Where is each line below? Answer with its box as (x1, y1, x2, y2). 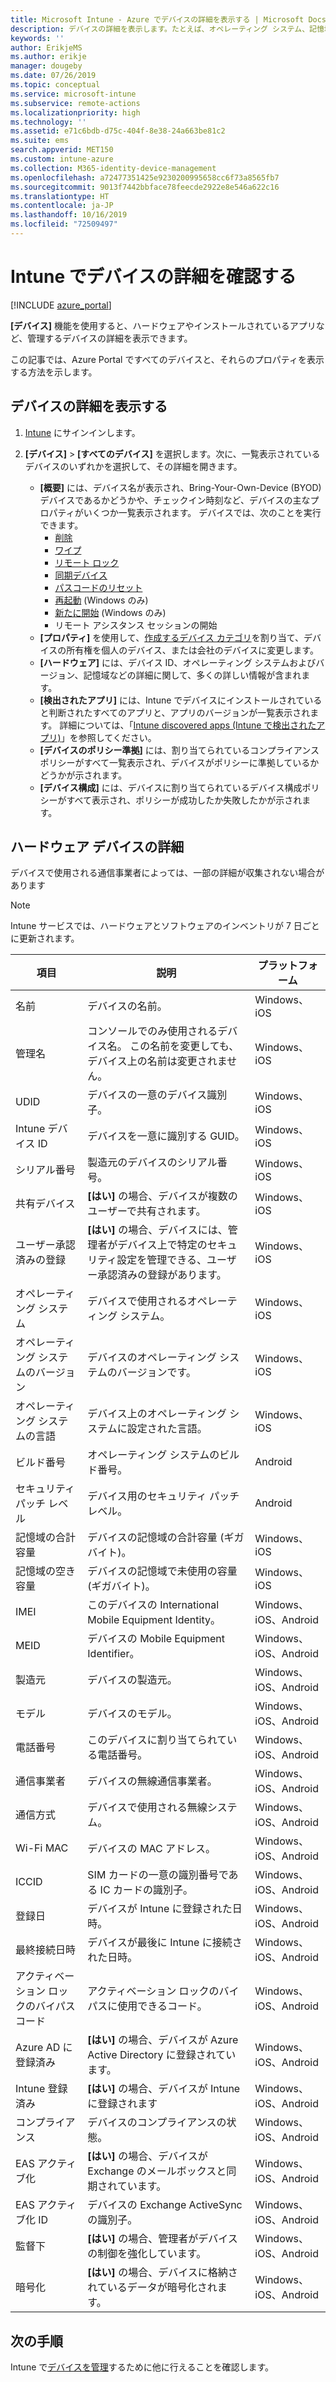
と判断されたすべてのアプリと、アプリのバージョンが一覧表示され (39, 706, 311, 718)
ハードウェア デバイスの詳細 (10, 839, 185, 856)
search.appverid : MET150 (10, 145, 114, 155)
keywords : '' (10, 33, 65, 43)
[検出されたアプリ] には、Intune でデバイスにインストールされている (39, 694, 323, 706)
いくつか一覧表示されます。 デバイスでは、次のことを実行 (83, 506, 322, 518)
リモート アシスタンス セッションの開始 (54, 619, 218, 631)
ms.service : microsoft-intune (10, 89, 137, 99)
